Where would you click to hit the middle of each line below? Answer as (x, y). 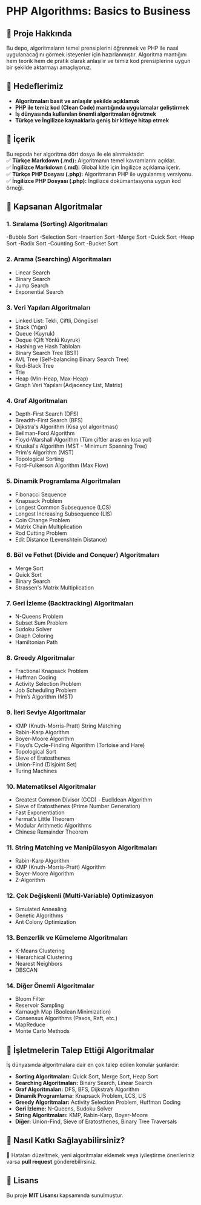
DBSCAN (26, 970)
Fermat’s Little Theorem (44, 818)
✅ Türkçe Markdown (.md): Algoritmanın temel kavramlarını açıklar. (91, 160)
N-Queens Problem (39, 617)
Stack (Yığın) (31, 327)
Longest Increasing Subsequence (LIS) (64, 514)
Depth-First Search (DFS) (47, 414)
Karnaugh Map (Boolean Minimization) (63, 1012)
